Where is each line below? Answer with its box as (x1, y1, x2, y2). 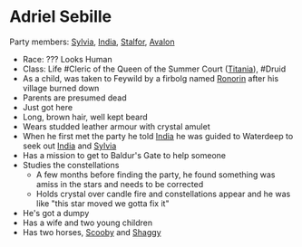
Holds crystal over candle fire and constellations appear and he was (35, 188, 291, 199)
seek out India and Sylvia (22, 140, 117, 151)
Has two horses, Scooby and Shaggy (22, 226, 161, 237)
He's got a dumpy (22, 207, 90, 218)
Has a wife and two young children (22, 217, 153, 228)
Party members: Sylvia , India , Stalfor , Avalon (9, 36, 175, 47)
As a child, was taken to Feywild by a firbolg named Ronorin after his (22, 72, 279, 83)
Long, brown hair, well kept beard (22, 111, 148, 122)
